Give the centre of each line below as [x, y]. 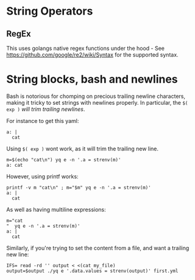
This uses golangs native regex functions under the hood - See [86, 48]
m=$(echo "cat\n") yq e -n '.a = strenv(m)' [64, 159]
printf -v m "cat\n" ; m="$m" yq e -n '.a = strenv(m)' [79, 187]
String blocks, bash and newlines [92, 79]
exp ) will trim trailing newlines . [46, 109]
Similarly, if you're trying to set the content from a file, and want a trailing [98, 248]
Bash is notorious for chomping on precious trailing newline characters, [96, 96]
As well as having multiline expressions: [56, 209]
